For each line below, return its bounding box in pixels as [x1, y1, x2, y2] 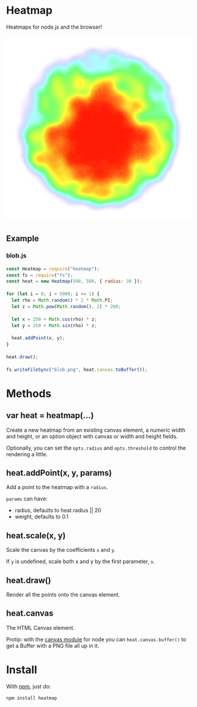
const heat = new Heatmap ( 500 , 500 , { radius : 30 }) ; [6, 278, 143, 284]
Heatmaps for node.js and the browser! [6, 23, 102, 30]
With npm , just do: [6, 683, 51, 690]
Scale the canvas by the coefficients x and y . [6, 546, 116, 554]
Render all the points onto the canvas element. [6, 591, 120, 598]
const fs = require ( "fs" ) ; [6, 272, 73, 278]
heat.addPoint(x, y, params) [6, 468, 112, 478]
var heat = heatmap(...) [6, 410, 94, 421]
